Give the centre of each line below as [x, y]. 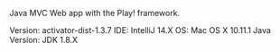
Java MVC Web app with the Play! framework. [95, 13]
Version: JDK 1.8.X [44, 40]
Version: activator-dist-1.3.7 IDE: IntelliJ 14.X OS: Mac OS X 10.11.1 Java [140, 30]
